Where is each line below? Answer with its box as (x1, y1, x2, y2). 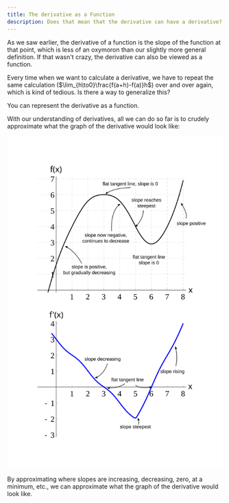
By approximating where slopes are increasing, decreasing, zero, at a (7, 475, 203, 484)
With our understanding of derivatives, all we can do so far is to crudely (7, 114, 209, 123)
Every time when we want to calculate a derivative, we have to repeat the (7, 73, 214, 82)
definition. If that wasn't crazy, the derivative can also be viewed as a (7, 52, 203, 61)
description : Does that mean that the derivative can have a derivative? (7, 18, 223, 25)
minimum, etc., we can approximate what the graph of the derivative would (7, 482, 219, 491)
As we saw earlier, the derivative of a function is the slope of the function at (7, 38, 221, 46)
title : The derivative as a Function (7, 11, 115, 18)
